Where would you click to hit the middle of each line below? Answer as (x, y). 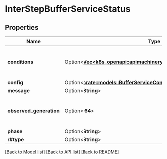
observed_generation (34, 111)
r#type (16, 139)
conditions (21, 62)
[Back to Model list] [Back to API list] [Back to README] (62, 152)
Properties (22, 27)
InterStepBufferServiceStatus (68, 9)
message (19, 90)
